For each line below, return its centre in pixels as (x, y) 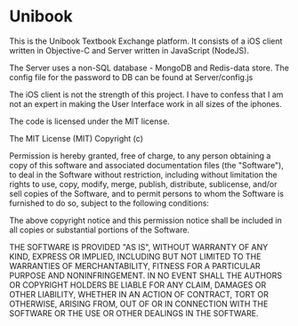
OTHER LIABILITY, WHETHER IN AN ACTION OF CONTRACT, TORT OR (139, 294)
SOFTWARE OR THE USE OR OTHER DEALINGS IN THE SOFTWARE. (134, 313)
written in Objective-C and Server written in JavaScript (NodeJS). (129, 50)
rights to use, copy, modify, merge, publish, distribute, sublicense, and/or (143, 183)
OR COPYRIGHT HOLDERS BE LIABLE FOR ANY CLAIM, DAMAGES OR (138, 285)
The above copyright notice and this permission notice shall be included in (145, 220)
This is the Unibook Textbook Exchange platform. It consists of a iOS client (146, 41)
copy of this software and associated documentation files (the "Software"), (147, 165)
